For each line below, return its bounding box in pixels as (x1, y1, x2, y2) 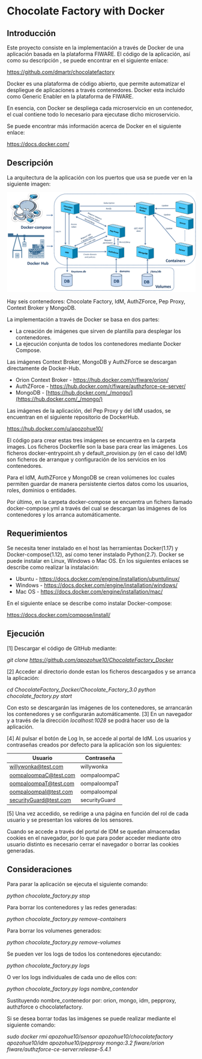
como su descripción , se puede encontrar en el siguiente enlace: (7, 57, 168, 64)
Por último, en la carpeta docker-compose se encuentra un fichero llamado (7, 499, 192, 506)
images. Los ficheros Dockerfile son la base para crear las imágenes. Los (7, 443, 188, 451)
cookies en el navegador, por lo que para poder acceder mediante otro (7, 834, 182, 842)
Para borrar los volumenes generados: (7, 927, 102, 934)
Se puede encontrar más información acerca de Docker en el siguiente (7, 123, 182, 130)
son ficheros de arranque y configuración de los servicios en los (7, 456, 166, 463)
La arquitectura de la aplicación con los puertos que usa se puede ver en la (7, 174, 193, 181)
